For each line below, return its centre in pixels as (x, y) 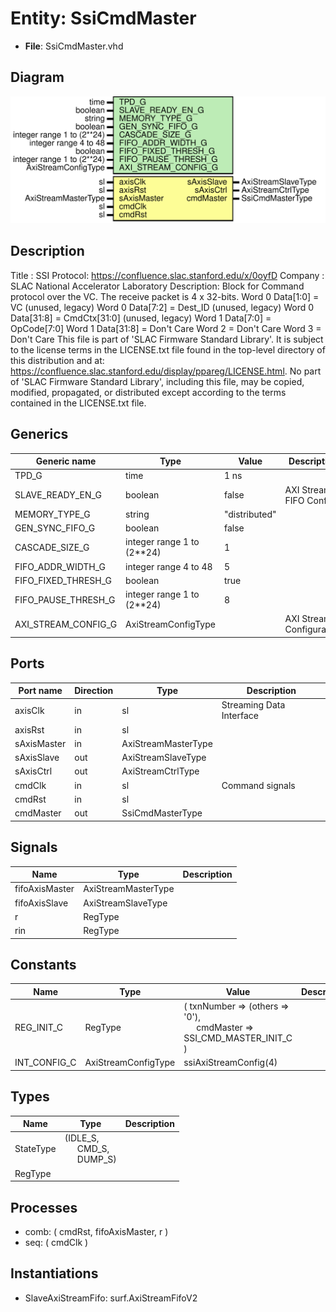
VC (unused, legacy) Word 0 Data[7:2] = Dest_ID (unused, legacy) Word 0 (162, 307)
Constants (43, 964)
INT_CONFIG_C (45, 1063)
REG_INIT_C (39, 1028)
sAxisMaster (40, 743)
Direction (94, 691)
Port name (40, 691)
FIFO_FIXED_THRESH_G (63, 580)
